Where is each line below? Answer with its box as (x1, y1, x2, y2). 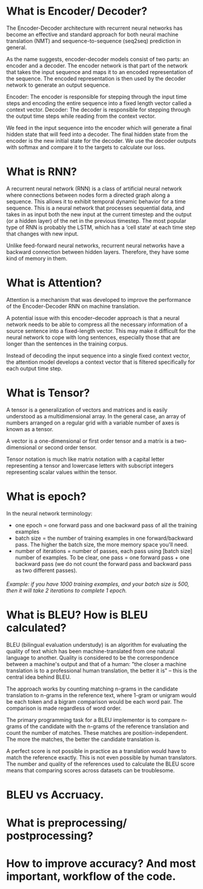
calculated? (6, 621, 67, 635)
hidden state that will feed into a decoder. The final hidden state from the (6, 131, 188, 138)
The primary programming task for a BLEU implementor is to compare (6, 717, 181, 724)
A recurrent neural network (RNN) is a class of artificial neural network (6, 185, 182, 192)
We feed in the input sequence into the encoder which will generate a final (6, 124, 192, 131)
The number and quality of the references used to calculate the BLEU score (6, 760, 195, 768)
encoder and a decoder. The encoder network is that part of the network (6, 62, 188, 69)
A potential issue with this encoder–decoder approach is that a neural (6, 314, 180, 321)
